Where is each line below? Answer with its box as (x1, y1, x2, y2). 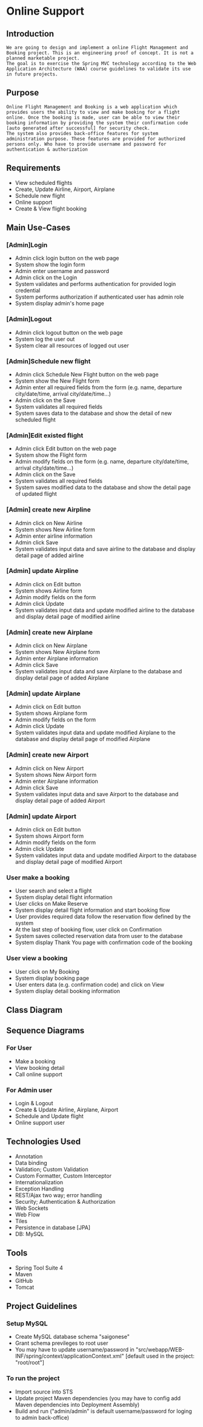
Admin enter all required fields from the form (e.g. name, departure (15, 383, 182, 391)
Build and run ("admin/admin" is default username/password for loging (15, 1407, 192, 1415)
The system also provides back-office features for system (6, 130, 159, 136)
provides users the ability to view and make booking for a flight (6, 109, 181, 115)
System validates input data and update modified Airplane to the (15, 729, 176, 737)
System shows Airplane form (15, 710, 88, 717)
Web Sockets (15, 1204, 48, 1212)
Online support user (15, 1119, 65, 1126)
